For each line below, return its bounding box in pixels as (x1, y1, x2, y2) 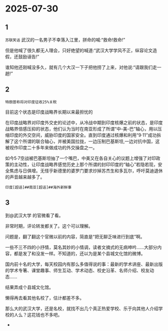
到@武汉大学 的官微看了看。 (5, 212, 63, 218)
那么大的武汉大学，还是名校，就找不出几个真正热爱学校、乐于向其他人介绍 (5, 305, 158, 311)
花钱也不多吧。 (31, 311, 62, 317)
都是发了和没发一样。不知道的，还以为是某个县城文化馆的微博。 (13, 250, 145, 256)
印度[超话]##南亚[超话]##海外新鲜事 (5, 184, 71, 190)
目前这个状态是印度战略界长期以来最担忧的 (5, 108, 93, 115)
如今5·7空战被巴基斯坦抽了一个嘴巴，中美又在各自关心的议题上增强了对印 (5, 155, 156, 161)
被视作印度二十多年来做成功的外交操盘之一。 (5, 144, 97, 150)
